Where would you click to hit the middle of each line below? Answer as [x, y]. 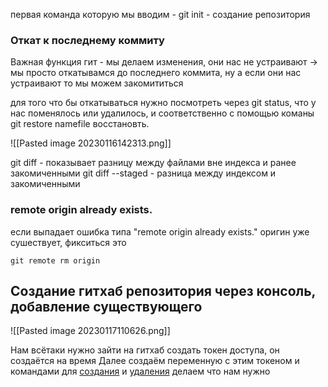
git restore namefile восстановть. [80, 124]
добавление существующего [106, 306]
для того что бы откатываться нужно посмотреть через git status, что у [163, 103]
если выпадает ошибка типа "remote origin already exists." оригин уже [160, 231]
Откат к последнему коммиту [87, 40]
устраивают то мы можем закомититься [97, 83]
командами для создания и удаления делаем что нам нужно [140, 371]
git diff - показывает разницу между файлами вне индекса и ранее [153, 163]
